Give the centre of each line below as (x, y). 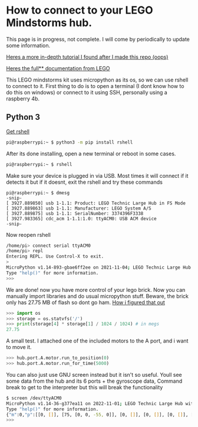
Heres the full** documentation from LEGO (58, 68)
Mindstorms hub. (49, 23)
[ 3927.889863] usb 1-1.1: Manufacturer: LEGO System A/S (79, 208)
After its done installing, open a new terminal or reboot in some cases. (91, 154)
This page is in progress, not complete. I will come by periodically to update (98, 39)
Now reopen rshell (29, 234)
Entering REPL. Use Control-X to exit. (55, 257)
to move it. (19, 347)
